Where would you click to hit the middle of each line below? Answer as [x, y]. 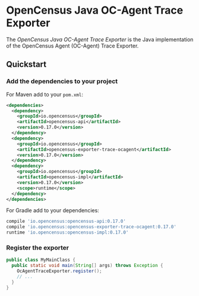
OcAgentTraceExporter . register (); [59, 271]
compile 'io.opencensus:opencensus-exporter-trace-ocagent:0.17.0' [91, 227]
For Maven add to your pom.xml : [45, 94]
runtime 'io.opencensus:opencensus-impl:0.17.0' [67, 232]
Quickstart [26, 64]
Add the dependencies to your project [62, 81]
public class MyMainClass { [41, 260]
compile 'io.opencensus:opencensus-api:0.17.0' [66, 221]
